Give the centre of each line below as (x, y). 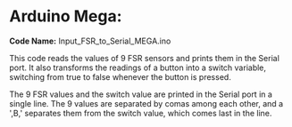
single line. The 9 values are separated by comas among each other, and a (146, 103)
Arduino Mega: (66, 16)
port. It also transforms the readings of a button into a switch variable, (138, 67)
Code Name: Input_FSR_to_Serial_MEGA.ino (90, 41)
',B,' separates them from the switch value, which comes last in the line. (141, 113)
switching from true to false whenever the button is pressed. (121, 76)
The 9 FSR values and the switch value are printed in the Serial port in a (141, 94)
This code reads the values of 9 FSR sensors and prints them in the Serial (144, 58)
